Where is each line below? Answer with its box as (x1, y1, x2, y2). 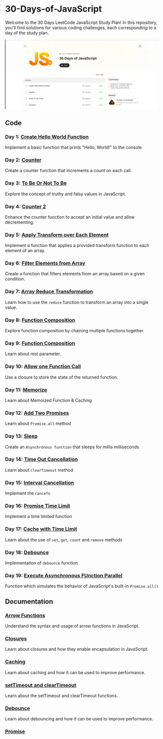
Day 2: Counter (5, 156, 42, 163)
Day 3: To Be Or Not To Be (5, 180, 67, 187)
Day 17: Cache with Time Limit (5, 526, 77, 532)
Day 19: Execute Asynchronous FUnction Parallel (5, 572, 123, 579)
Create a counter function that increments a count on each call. (5, 168, 132, 173)
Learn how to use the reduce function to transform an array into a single (5, 299, 148, 305)
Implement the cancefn (5, 491, 51, 496)
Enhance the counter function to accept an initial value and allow (5, 214, 135, 220)
